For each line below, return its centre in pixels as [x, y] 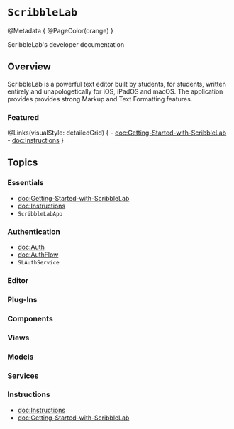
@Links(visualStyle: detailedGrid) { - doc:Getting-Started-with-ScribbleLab [117, 133]
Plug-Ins [22, 299]
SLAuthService [38, 263]
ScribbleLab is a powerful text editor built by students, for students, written [117, 84]
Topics [23, 163]
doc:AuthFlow [38, 255]
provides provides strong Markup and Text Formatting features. [100, 99]
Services [23, 376]
